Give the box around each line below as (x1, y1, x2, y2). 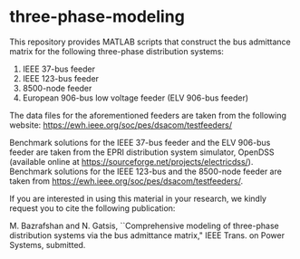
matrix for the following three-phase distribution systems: (9, 45, 225, 56)
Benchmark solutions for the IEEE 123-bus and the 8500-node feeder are (9, 166, 283, 177)
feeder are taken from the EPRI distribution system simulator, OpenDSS (9, 147, 275, 158)
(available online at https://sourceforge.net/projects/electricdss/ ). (9, 156, 254, 167)
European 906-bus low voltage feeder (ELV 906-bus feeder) (22, 92, 249, 103)
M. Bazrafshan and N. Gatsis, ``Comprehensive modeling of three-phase (9, 220, 279, 231)
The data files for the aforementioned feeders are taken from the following (9, 110, 287, 120)
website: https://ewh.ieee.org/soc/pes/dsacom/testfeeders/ (9, 120, 233, 130)
